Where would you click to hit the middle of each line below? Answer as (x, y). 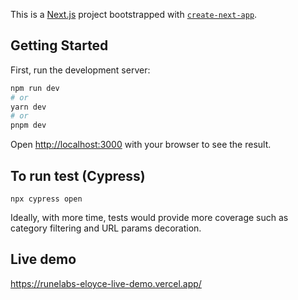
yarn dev (28, 107)
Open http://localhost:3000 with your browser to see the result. (141, 145)
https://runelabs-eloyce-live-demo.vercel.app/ (106, 283)
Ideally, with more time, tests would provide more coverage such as (149, 217)
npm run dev (35, 88)
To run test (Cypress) (78, 175)
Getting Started (59, 45)
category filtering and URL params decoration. (106, 228)
